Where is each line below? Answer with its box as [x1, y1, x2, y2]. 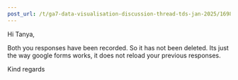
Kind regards [7, 64, 45, 73]
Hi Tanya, [7, 30, 35, 38]
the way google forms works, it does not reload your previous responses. [7, 51, 221, 59]
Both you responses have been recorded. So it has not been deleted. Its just [7, 43, 229, 52]
